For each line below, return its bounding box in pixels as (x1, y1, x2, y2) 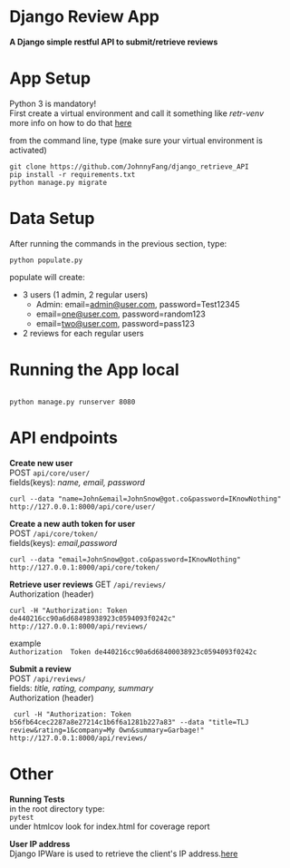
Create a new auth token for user (9, 518, 136, 529)
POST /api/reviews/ (9, 673, 86, 684)
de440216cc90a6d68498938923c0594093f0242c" (9, 614, 177, 623)
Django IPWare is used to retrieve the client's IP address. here (9, 848, 238, 859)
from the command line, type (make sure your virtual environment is (9, 134, 263, 146)
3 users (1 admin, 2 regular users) (22, 288, 149, 300)
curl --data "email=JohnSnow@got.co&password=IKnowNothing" (9, 555, 242, 564)
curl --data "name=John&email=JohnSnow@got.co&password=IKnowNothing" (9, 494, 282, 503)
